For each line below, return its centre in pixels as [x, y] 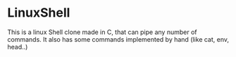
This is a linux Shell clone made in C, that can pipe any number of [102, 32]
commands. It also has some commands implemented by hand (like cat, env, [118, 39]
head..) [18, 47]
